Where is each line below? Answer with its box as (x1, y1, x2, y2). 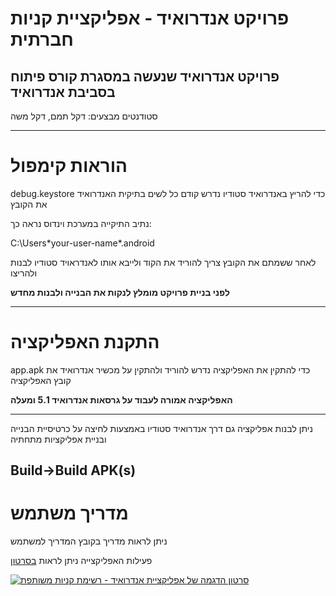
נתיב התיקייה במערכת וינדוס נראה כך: (10, 217, 152, 229)
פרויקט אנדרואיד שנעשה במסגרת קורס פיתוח (10, 68, 280, 85)
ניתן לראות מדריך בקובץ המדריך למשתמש (10, 535, 168, 547)
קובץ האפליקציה (10, 374, 72, 386)
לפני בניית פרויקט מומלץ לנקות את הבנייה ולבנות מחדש (10, 286, 230, 298)
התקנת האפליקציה (10, 331, 160, 354)
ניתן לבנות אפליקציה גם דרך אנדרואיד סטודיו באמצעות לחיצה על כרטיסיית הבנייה (10, 422, 313, 434)
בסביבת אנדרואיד (10, 83, 116, 101)
